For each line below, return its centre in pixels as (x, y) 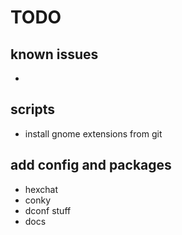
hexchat (41, 189)
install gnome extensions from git (93, 133)
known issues (54, 54)
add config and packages (91, 165)
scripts (32, 109)
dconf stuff (48, 210)
